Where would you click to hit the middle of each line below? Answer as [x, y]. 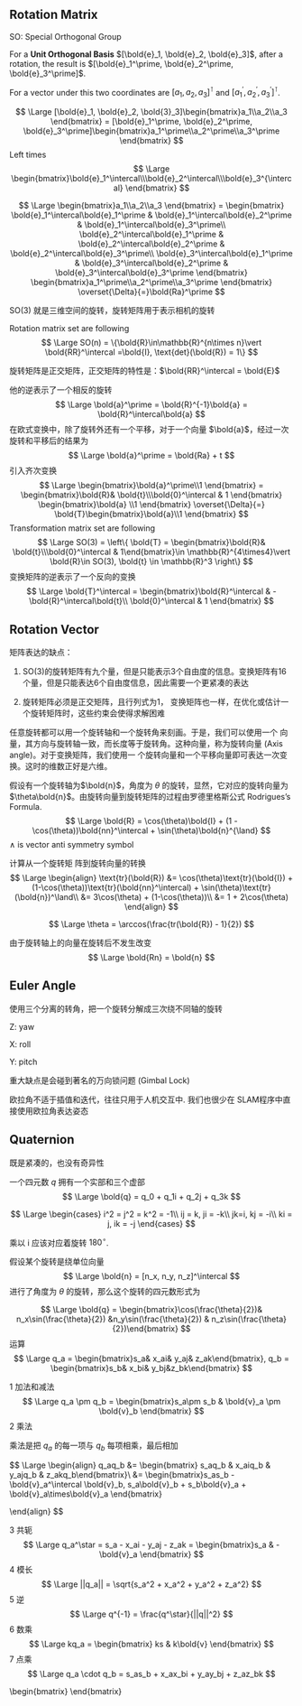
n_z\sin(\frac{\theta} [249, 1319]
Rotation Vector [54, 630]
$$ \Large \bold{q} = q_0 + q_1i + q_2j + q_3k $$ [151, 1196]
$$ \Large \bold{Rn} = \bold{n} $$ [151, 958]
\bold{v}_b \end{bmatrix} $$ [151, 1411]
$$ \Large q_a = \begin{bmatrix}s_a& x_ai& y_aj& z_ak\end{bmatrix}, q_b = [151, 1358]
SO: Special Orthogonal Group [65, 36]
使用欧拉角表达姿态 [52, 1110]
